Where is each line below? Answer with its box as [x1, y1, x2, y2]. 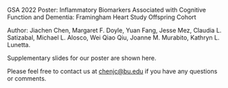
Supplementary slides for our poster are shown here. [7, 54, 157, 62]
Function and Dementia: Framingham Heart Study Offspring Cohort [7, 13, 197, 21]
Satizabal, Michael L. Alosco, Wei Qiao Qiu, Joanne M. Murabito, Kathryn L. [7, 33, 220, 42]
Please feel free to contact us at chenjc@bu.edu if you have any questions [7, 68, 218, 75]
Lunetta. [7, 41, 31, 48]
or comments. [7, 74, 47, 83]
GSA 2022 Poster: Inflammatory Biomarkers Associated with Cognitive [7, 6, 207, 14]
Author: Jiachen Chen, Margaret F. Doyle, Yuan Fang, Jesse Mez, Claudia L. [7, 27, 222, 34]
